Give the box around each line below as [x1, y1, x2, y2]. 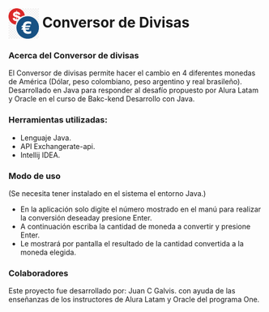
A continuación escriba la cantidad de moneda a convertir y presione [19, 221, 251, 231]
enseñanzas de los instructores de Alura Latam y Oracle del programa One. [8, 295, 260, 305]
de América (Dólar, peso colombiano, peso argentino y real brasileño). [8, 77, 243, 87]
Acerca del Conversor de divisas [8, 49, 139, 61]
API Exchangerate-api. [19, 141, 96, 151]
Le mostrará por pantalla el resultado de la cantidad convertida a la [19, 238, 245, 248]
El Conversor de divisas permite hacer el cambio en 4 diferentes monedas [8, 68, 256, 78]
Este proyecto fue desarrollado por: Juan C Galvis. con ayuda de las [8, 286, 236, 296]
